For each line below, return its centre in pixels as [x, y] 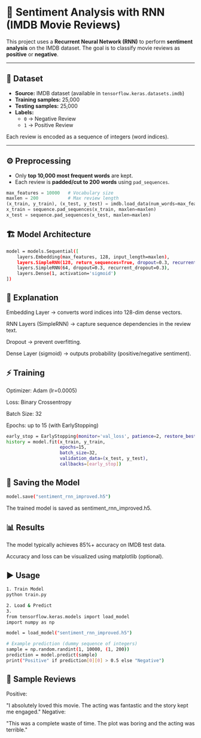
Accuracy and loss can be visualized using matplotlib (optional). [85, 556]
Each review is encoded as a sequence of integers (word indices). [88, 137]
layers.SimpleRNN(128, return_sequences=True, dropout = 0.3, [93, 262]
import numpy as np [31, 622]
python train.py [26, 595]
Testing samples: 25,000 [46, 106]
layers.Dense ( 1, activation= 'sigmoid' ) [67, 274]
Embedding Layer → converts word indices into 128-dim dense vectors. [94, 312]
